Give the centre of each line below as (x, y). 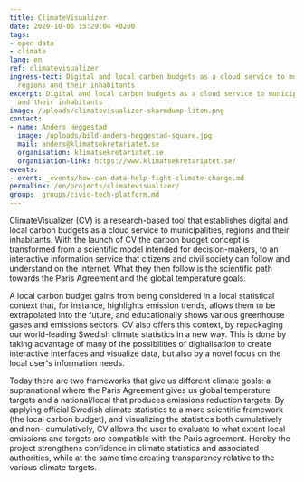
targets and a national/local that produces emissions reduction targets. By (147, 400)
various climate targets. (53, 467)
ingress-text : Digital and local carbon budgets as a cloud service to (147, 77)
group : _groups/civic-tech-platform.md (85, 195)
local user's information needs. (67, 363)
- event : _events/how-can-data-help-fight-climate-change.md (127, 178)
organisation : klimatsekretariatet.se (91, 152)
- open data (32, 43)
